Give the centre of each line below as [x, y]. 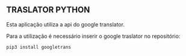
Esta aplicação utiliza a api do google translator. [66, 24]
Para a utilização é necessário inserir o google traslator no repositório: [93, 36]
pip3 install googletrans [39, 47]
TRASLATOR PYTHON [48, 10]
